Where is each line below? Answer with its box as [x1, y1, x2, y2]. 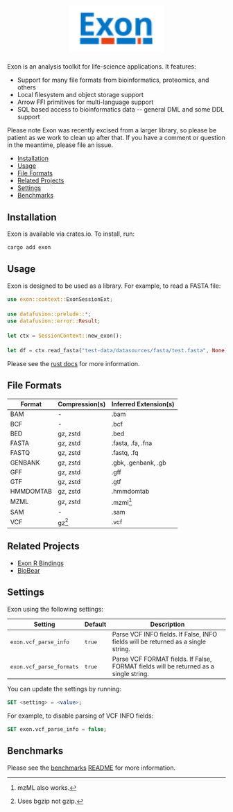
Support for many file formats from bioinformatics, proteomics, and [17, 76, 209, 85]
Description [150, 620, 185, 629]
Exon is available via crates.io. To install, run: [7, 230, 135, 238]
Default [84, 620, 107, 629]
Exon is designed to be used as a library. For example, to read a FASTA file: [7, 282, 221, 290]
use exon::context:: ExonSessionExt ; [7, 295, 113, 303]
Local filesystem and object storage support [17, 91, 144, 99]
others [17, 83, 36, 92]
